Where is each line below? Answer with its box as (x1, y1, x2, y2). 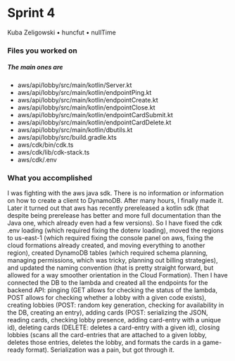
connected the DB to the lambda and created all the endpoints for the (7, 279, 208, 287)
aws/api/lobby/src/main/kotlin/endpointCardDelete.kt (17, 118, 172, 126)
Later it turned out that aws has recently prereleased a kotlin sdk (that (7, 204, 210, 212)
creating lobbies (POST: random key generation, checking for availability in (7, 301, 224, 310)
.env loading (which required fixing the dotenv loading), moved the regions (7, 226, 224, 235)
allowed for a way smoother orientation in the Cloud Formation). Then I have (7, 271, 228, 280)
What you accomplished (7, 173, 93, 183)
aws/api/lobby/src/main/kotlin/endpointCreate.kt (17, 96, 158, 104)
